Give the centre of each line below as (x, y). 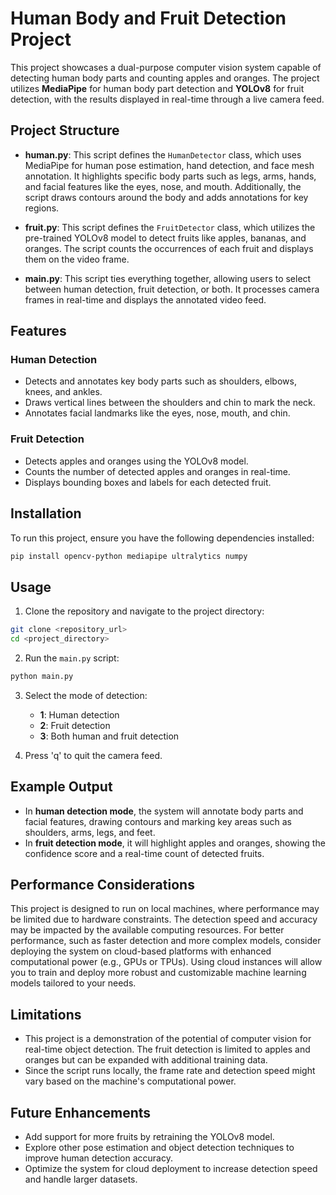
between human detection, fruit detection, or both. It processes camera (172, 289)
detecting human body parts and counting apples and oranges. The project (165, 78)
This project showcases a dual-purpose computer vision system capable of (166, 67)
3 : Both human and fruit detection (109, 736)
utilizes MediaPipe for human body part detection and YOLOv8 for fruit (157, 88)
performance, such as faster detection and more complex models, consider (166, 941)
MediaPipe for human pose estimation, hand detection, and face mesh (169, 165)
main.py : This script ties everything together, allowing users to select (168, 278)
